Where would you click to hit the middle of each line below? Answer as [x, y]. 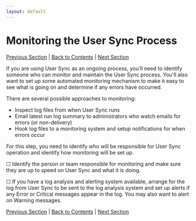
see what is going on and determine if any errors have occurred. [84, 87]
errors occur [30, 135]
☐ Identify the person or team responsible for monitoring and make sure [94, 164]
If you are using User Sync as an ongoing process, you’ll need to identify [94, 68]
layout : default [26, 11]
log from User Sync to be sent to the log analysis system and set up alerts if [98, 187]
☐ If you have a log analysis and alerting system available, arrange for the [96, 181]
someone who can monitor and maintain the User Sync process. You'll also [97, 75]
